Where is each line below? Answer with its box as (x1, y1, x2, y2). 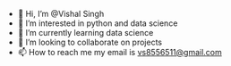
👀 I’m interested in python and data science (17, 18, 178, 29)
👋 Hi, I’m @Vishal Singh (17, 9, 105, 19)
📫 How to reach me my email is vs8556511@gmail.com (17, 47, 222, 57)
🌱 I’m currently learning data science (17, 28, 154, 37)
